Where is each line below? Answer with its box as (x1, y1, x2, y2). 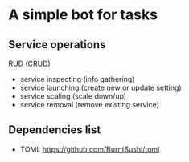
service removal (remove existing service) (19, 100, 159, 109)
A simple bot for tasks (8, 6, 158, 24)
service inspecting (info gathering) (19, 75, 135, 83)
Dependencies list (8, 123, 101, 137)
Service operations (8, 38, 106, 51)
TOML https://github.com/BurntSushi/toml (19, 144, 160, 154)
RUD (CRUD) (8, 59, 51, 68)
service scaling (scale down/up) (19, 91, 127, 101)
